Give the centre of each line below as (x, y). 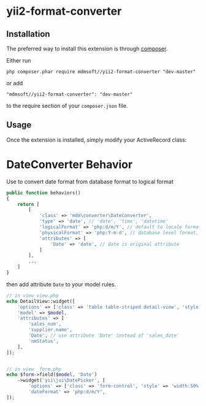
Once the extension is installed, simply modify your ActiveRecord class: (97, 140)
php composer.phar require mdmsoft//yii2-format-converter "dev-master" (101, 72)
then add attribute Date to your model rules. (61, 284)
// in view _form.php (34, 369)
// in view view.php (33, 296)
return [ (29, 204)
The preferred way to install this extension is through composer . (87, 48)
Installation (28, 34)
